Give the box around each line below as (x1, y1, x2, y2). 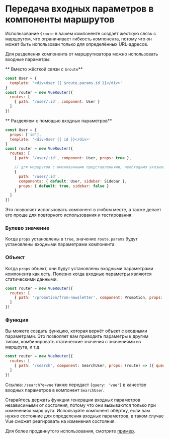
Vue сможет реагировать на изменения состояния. (5, 418, 116, 424)
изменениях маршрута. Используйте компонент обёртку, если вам (5, 407, 150, 413)
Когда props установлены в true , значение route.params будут (5, 236, 138, 242)
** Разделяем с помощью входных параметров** (5, 117, 112, 123)
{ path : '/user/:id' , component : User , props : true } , (14, 156, 132, 161)
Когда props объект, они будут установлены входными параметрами (5, 265, 153, 271)
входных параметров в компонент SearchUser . (5, 387, 105, 393)
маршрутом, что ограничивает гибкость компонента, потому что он (5, 36, 152, 42)
